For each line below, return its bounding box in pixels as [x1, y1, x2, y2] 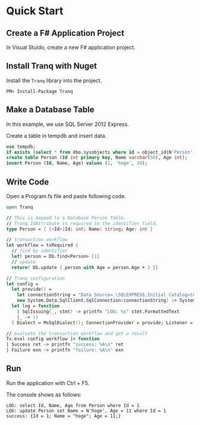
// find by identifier [11, 248, 68, 254]
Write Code [6, 177, 49, 187]
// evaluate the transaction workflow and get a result [6, 330, 148, 337]
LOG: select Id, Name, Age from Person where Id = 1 [6, 402, 140, 408]
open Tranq [6, 204, 33, 210]
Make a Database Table [6, 104, 95, 115]
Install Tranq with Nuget [6, 61, 97, 71]
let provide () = [11, 287, 52, 292]
